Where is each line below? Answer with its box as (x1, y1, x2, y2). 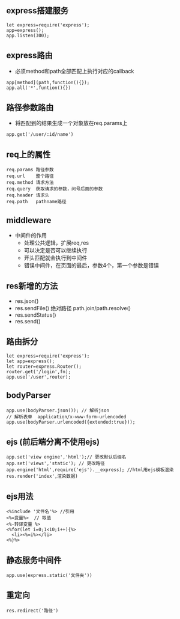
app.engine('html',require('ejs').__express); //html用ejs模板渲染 (6, 467, 174, 473)
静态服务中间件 (6, 555, 62, 565)
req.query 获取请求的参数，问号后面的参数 (6, 186, 103, 192)
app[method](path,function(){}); (6, 79, 90, 85)
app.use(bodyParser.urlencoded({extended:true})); (6, 419, 136, 425)
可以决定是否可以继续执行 (23, 247, 88, 254)
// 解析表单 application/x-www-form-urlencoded (6, 413, 127, 419)
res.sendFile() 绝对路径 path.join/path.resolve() (14, 304, 131, 311)
